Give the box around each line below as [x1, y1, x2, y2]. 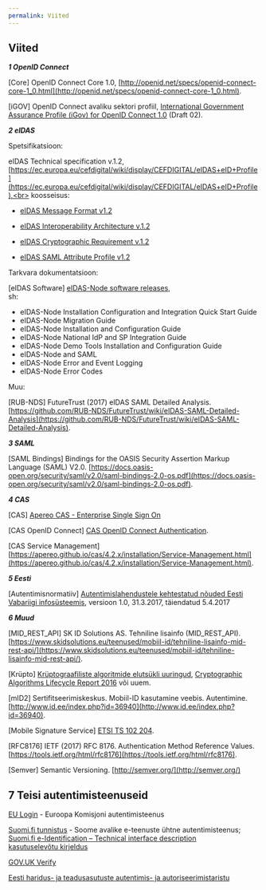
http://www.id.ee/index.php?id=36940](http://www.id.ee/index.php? [10, 702, 235, 711]
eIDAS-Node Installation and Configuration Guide [19, 324, 182, 334]
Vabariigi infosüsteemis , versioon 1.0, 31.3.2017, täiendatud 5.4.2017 [8, 598, 231, 607]
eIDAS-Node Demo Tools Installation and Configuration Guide [19, 341, 223, 351]
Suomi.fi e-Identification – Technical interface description [8, 833, 197, 843]
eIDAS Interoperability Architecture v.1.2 [19, 221, 151, 231]
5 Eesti [8, 574, 32, 583]
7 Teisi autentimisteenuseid [8, 788, 149, 802]
